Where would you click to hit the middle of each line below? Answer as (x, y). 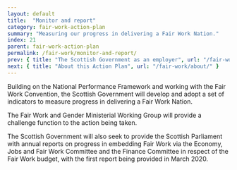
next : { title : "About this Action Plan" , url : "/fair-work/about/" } (113, 66)
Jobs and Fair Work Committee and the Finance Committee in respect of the (118, 151)
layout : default (31, 14)
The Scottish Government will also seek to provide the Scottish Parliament (115, 136)
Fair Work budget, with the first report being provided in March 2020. (108, 159)
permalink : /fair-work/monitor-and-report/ (72, 54)
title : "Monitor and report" (52, 20)
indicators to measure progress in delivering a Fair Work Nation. (100, 101)
